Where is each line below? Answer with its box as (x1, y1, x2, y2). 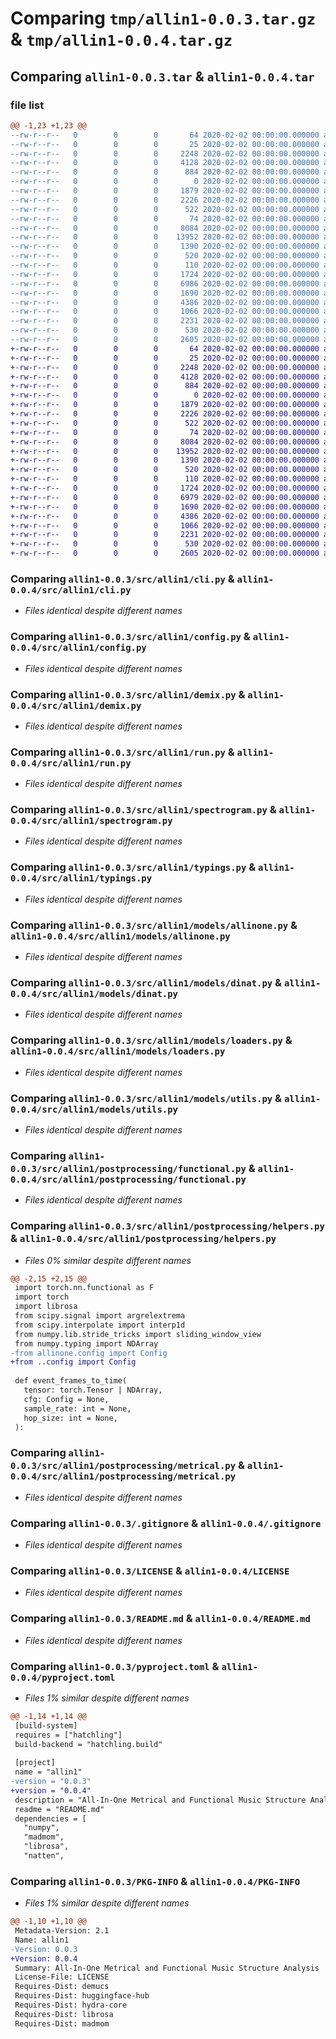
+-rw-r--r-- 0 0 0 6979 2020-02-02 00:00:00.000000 (10, 492, 320, 502)
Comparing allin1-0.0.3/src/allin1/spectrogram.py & (10, 803, 277, 817)
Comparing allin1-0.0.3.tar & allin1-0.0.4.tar (10, 68, 315, 85)
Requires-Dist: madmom (14, 2018, 110, 2029)
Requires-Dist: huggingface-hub (14, 1991, 150, 2001)
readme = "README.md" (14, 1804, 105, 1814)
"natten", (23, 1851, 65, 1861)
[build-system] (14, 1720, 78, 1731)
